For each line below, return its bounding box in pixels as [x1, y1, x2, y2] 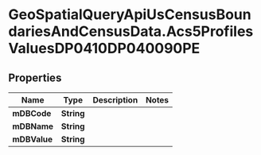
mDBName [12, 121, 54, 132]
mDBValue [12, 134, 53, 145]
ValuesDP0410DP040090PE [8, 40, 201, 57]
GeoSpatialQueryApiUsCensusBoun [8, 6, 252, 24]
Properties [8, 71, 62, 84]
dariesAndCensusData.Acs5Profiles [8, 22, 254, 41]
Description [92, 95, 138, 105]
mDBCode [12, 108, 52, 118]
